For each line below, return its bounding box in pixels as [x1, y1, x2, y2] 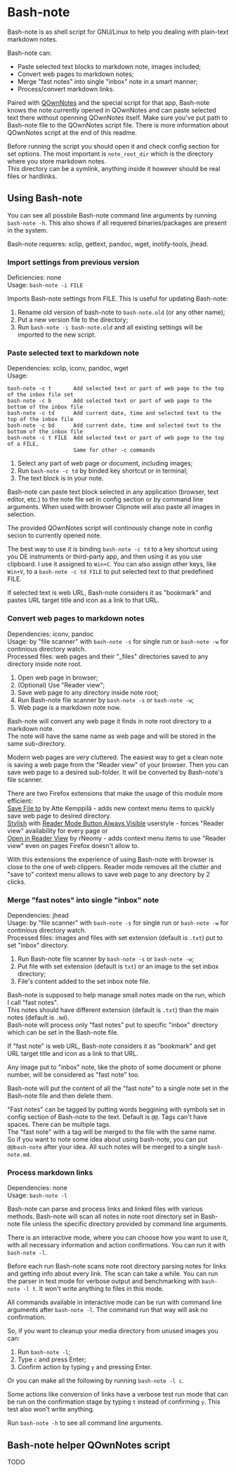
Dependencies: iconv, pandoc [7, 630, 94, 638]
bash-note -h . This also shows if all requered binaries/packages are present [7, 218, 227, 227]
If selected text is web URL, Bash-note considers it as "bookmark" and [7, 589, 211, 597]
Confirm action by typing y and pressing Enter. [17, 1363, 152, 1371]
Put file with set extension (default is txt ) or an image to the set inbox [17, 962, 219, 971]
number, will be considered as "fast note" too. [7, 1070, 140, 1078]
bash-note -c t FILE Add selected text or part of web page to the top [7, 435, 225, 442]
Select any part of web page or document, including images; [17, 459, 193, 468]
